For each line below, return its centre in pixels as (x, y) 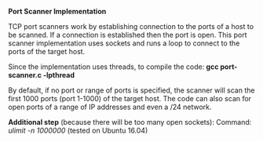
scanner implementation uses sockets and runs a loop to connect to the (124, 43)
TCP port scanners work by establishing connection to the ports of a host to (131, 26)
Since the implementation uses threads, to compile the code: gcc (113, 67)
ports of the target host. (47, 51)
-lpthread (59, 75)
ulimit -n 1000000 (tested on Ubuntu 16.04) (78, 130)
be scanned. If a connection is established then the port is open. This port (128, 35)
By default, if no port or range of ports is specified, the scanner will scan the (131, 90)
